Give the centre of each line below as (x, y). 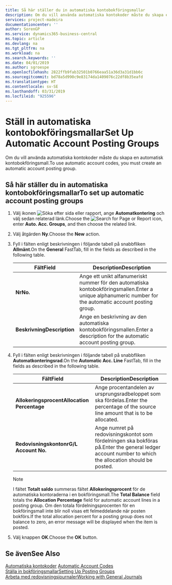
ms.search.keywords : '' (31, 58)
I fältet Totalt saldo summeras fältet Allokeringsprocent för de (79, 489)
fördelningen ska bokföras (126, 441)
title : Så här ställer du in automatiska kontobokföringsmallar (75, 10)
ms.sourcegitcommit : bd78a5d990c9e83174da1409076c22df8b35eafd (74, 77)
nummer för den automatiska (114, 283)
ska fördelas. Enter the (121, 400)
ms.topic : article (25, 39)
